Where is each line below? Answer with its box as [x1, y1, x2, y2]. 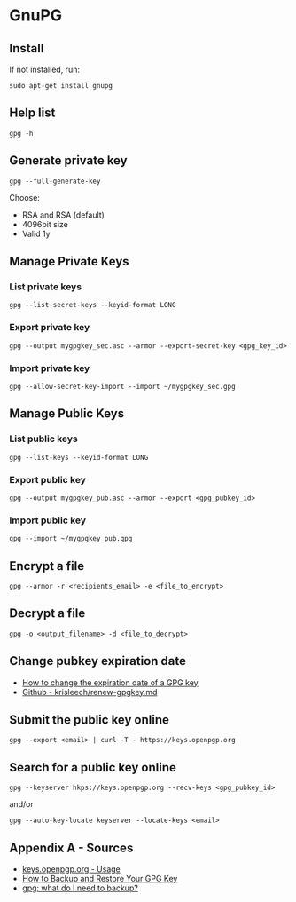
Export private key [9, 321, 90, 334]
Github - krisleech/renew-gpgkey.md [21, 686, 158, 697]
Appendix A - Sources [9, 840, 134, 855]
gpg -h [9, 129, 34, 138]
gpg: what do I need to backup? [21, 882, 139, 893]
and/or [9, 799, 34, 810]
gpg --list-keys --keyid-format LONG [9, 453, 149, 462]
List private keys [9, 281, 82, 293]
